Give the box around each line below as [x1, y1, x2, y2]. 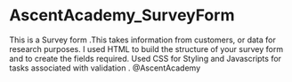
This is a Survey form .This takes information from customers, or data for [9, 34, 276, 45]
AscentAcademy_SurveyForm [9, 5, 235, 26]
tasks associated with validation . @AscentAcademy [9, 63, 201, 73]
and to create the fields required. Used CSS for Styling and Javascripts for [9, 53, 282, 63]
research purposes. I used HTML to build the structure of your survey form [9, 43, 283, 54]
